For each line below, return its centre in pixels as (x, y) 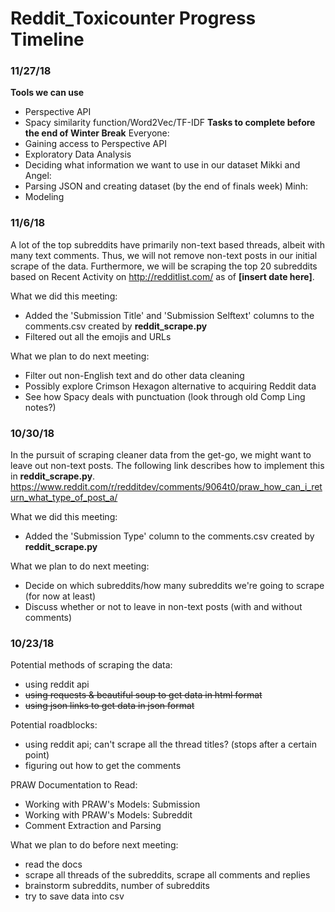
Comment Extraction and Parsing (93, 826)
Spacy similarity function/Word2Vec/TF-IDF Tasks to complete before (170, 123)
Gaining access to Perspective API (95, 144)
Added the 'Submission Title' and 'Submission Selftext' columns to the (169, 315)
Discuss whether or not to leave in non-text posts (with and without (163, 607)
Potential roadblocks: (54, 725)
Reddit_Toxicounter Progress (133, 18)
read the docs (53, 864)
